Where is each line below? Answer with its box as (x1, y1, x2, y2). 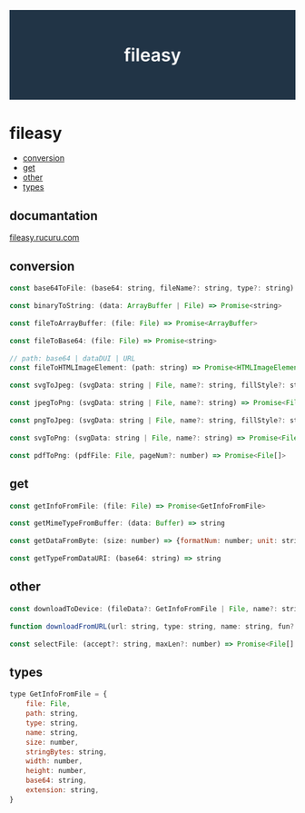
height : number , (25, 767, 88, 776)
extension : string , (25, 786, 100, 795)
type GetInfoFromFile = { (9, 689, 107, 699)
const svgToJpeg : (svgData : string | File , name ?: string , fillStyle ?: (9, 381, 286, 391)
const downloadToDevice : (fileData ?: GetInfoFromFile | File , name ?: (9, 604, 279, 613)
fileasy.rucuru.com (9, 233, 80, 243)
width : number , (25, 757, 84, 766)
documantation (9, 208, 98, 223)
